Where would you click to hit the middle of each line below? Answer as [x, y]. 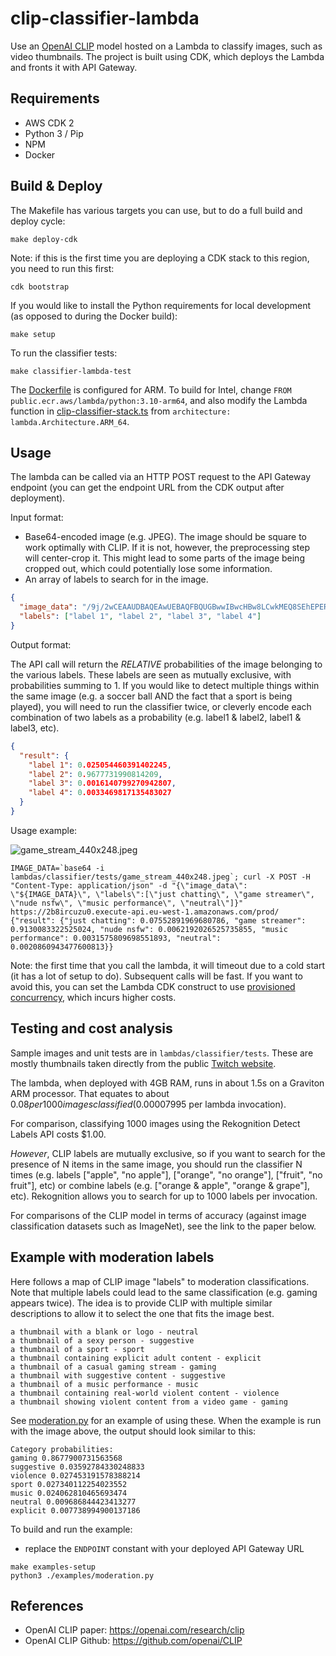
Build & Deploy [56, 186]
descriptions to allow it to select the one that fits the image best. [142, 1313]
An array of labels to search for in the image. [116, 579]
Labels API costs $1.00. [58, 1134]
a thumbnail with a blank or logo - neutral [104, 1332]
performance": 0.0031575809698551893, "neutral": [116, 938]
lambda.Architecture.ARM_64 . [70, 421]
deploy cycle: [38, 221]
